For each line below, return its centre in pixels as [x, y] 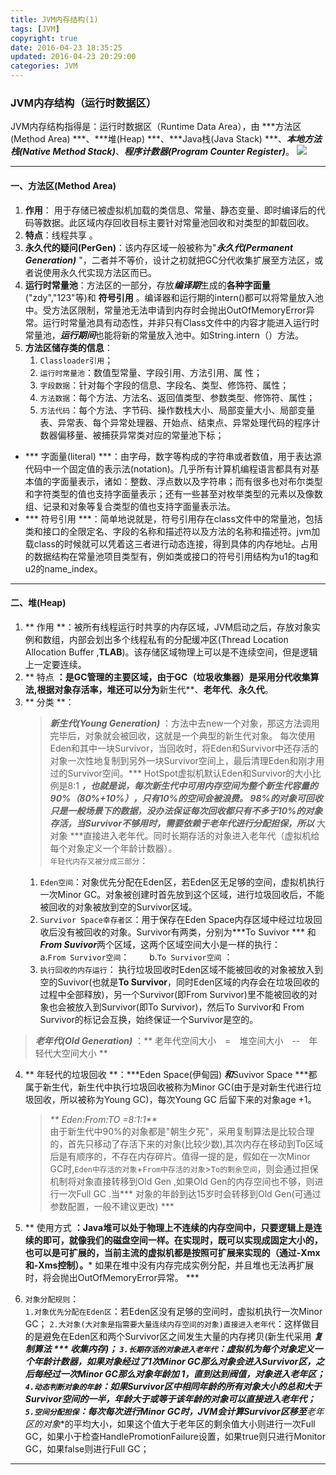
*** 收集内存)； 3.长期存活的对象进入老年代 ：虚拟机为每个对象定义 [184, 1348]
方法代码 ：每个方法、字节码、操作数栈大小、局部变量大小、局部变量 [177, 410]
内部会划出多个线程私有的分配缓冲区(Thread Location [178, 639]
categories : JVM [44, 66]
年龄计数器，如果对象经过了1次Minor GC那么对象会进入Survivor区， [175, 1361]
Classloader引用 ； [76, 360]
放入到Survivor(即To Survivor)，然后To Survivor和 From [189, 1007]
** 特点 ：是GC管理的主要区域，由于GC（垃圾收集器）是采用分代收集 [167, 677]
